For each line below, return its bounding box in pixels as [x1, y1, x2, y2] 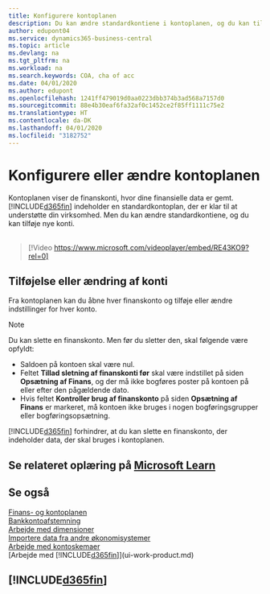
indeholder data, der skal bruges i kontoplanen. [8, 435, 165, 445]
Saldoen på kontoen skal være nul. [19, 360, 135, 369]
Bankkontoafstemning [8, 516, 81, 526]
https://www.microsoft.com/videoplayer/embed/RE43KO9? [54, 242, 249, 252]
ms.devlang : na [8, 49, 59, 57]
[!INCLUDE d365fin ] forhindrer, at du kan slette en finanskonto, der [8, 427, 227, 436]
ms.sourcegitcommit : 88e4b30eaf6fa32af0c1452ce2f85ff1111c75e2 [8, 101, 225, 109]
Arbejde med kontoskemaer [8, 541, 100, 551]
